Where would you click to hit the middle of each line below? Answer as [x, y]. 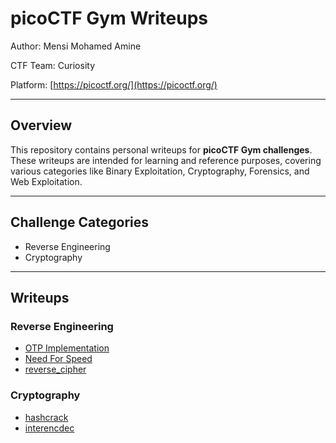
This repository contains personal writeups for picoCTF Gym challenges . [161, 149]
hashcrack [46, 417]
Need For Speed [58, 359]
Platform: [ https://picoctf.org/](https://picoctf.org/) [114, 84]
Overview [41, 125]
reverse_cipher [55, 369]
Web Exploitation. [46, 181]
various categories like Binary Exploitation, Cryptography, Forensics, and [160, 171]
